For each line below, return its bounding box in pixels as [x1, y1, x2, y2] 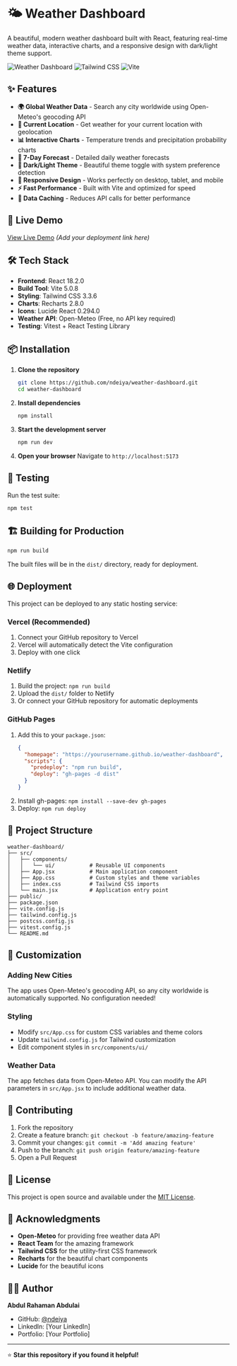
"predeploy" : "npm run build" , [30, 764, 123, 771]
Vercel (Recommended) [7, 617, 90, 627]
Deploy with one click [17, 648, 80, 656]
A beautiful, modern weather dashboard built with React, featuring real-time [7, 33, 228, 42]
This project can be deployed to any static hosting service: [7, 599, 178, 608]
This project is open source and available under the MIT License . [7, 1193, 196, 1201]
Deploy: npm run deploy [17, 804, 87, 812]
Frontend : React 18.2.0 [17, 277, 85, 285]
